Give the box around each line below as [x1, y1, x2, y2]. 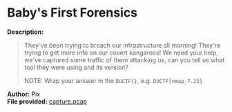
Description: [7, 28, 43, 36]
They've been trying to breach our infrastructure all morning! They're [23, 41, 221, 49]
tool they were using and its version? [23, 63, 129, 71]
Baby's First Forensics [7, 5, 138, 21]
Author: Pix [7, 90, 40, 98]
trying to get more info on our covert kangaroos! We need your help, [23, 48, 219, 57]
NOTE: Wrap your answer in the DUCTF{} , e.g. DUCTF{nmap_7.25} [23, 76, 203, 84]
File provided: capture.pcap [7, 97, 88, 105]
